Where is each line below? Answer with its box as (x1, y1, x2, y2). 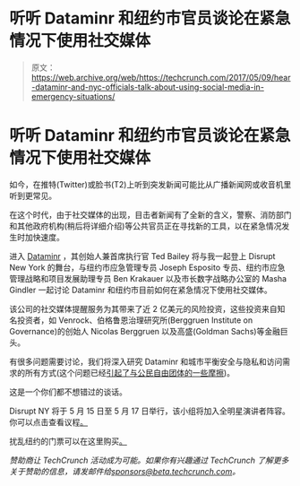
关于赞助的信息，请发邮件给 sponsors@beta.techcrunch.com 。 (9, 465, 240, 476)
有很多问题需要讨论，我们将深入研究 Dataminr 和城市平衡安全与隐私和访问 (9, 356, 283, 367)
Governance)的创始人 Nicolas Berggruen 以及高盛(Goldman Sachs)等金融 (9, 325, 280, 336)
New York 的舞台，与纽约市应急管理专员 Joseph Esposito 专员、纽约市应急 (9, 262, 286, 273)
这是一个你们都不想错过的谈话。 (9, 386, 127, 397)
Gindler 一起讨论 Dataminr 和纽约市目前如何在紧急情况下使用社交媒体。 (9, 284, 272, 295)
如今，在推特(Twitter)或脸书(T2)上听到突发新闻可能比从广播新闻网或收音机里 (9, 178, 292, 189)
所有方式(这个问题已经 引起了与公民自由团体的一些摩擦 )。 (24, 367, 236, 378)
